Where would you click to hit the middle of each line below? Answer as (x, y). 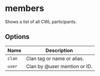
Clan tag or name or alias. (55, 58)
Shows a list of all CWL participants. (41, 22)
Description (59, 50)
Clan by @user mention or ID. (59, 66)
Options (17, 37)
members (25, 8)
